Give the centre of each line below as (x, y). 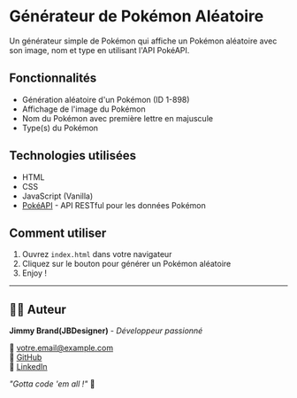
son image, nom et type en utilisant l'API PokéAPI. (99, 50)
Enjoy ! (34, 273)
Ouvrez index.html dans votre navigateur (97, 254)
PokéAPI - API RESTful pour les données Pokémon (114, 205)
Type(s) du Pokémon (60, 128)
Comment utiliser (58, 233)
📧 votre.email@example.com (61, 348)
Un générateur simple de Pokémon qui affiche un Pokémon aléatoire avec (143, 41)
